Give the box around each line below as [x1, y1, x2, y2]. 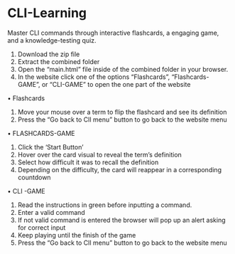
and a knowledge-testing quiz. [7, 36, 97, 44]
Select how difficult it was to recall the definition [17, 158, 159, 166]
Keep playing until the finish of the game [17, 231, 136, 239]
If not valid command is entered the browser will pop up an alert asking [17, 216, 226, 224]
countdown [17, 173, 51, 181]
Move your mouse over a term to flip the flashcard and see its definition [17, 107, 227, 116]
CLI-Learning [7, 5, 87, 21]
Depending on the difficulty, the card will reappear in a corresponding [17, 165, 222, 174]
